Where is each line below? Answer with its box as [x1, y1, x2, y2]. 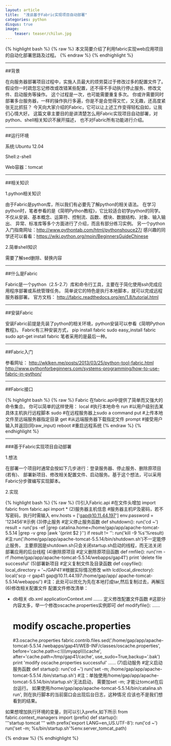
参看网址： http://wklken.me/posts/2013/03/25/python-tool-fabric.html [5, 360, 154, 366]
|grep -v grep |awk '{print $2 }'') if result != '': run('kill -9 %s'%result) [18, 530, 164, 536]
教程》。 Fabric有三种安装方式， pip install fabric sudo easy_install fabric [5, 327, 156, 333]
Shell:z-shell [5, 153, 32, 160]
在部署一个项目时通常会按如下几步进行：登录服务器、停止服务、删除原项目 [5, 465, 161, 471]
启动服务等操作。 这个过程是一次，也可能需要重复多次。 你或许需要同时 [14, 91, 164, 97]
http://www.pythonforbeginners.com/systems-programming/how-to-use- [5, 366, 160, 371]
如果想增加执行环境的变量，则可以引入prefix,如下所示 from [5, 708, 128, 714]
